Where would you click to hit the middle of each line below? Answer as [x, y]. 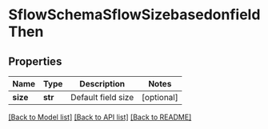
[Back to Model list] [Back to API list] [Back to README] [100, 117]
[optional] [160, 97]
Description [102, 84]
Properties [35, 61]
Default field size [102, 97]
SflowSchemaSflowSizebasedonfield [134, 15]
